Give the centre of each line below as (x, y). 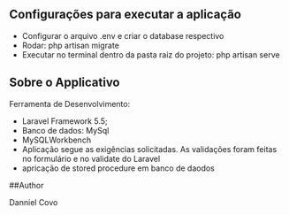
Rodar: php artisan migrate (70, 45)
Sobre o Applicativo (65, 83)
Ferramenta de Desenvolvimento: (70, 104)
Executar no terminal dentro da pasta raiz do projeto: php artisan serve (151, 54)
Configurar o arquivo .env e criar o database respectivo (123, 35)
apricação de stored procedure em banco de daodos (118, 168)
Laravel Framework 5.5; (65, 121)
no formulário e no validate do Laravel (91, 158)
